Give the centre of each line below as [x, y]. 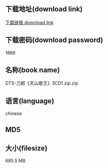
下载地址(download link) [44, 9]
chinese [13, 113]
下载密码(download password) [54, 40]
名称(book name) [33, 70]
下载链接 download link [30, 22]
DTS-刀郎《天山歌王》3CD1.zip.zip [42, 83]
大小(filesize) [26, 148]
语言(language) [30, 101]
